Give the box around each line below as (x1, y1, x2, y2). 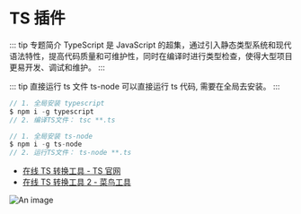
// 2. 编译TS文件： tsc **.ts (9, 116, 116, 124)
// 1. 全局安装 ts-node (9, 132, 93, 141)
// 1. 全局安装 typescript (9, 98, 105, 107)
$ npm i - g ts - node (9, 140, 83, 149)
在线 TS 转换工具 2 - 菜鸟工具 (22, 176, 132, 188)
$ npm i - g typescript (9, 107, 94, 116)
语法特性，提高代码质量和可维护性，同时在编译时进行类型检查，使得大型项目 (9, 50, 293, 61)
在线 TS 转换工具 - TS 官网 (22, 166, 121, 176)
